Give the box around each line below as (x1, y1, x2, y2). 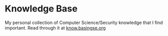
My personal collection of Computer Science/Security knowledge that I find (5, 19, 163, 25)
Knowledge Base (5, 3, 78, 14)
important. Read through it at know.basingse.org (5, 24, 106, 30)
